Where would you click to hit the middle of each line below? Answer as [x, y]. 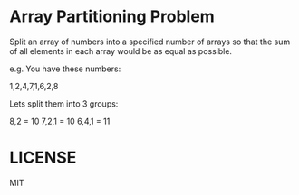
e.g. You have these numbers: [65, 69]
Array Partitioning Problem [112, 17]
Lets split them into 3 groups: [64, 103]
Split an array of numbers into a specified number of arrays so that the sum [150, 42]
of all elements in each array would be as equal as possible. [121, 51]
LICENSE [43, 158]
